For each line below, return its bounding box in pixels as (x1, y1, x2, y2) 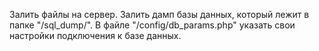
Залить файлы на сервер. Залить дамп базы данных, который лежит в (9, 9, 310, 20)
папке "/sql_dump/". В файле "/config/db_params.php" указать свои (9, 19, 296, 31)
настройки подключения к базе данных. (9, 30, 182, 41)
